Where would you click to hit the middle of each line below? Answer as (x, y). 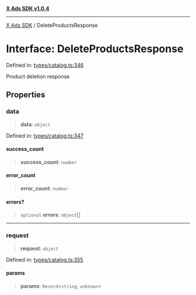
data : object (35, 124)
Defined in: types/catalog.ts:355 (45, 259)
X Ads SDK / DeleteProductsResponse (52, 25)
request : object (39, 248)
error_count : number (44, 188)
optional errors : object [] (50, 215)
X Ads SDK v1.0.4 (28, 8)
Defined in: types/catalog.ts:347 (45, 136)
